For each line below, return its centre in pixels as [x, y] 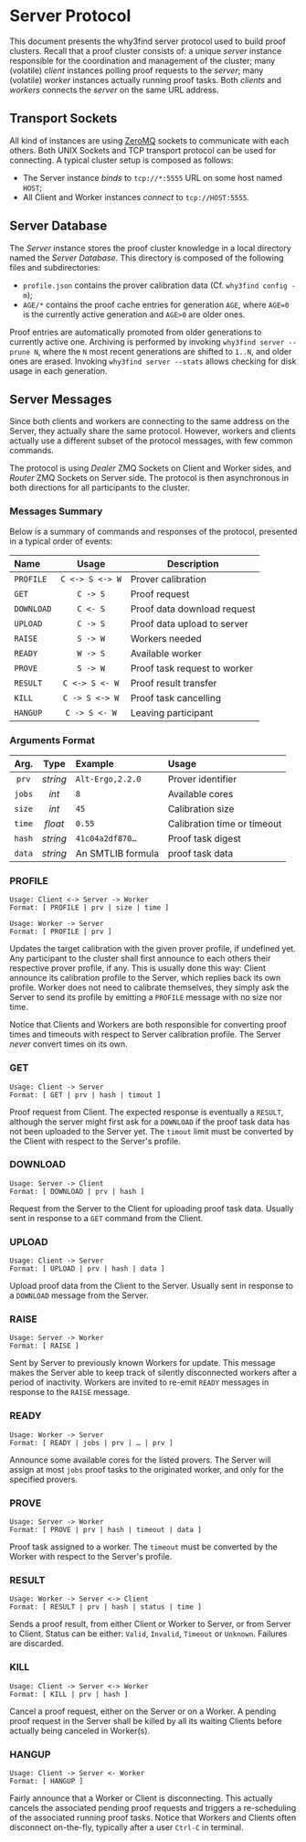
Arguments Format [53, 740]
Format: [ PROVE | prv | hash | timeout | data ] [106, 1530]
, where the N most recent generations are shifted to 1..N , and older [165, 351]
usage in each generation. [58, 370]
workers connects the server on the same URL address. [114, 90]
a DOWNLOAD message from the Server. [79, 1295]
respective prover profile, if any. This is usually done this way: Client [138, 968]
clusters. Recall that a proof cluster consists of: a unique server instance [146, 50]
